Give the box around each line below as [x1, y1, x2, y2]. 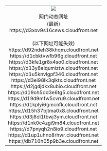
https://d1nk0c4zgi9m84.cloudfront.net [8, 119, 100, 126]
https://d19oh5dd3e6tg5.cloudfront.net [8, 89, 99, 95]
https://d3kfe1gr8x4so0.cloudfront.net [9, 58, 98, 65]
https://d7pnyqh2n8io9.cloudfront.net [10, 125, 97, 132]
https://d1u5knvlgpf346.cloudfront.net [9, 71, 98, 77]
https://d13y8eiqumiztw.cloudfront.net [9, 64, 98, 71]
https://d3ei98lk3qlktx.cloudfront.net [11, 76, 96, 83]
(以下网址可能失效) [32, 40, 75, 47]
